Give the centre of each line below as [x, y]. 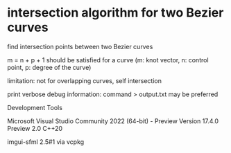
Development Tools [35, 107]
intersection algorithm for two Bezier [115, 13]
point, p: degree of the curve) [49, 67]
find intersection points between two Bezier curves [80, 46]
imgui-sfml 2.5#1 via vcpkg [46, 142]
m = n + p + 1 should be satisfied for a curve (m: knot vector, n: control [108, 60]
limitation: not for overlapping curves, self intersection [84, 80]
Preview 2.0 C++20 [35, 128]
